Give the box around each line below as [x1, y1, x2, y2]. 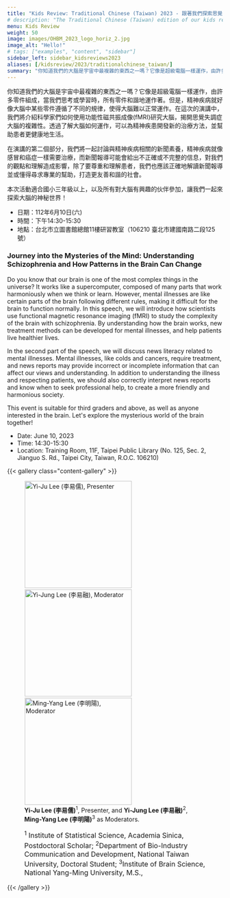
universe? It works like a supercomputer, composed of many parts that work [7, 282, 222, 291]
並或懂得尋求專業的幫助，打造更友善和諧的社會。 [7, 170, 145, 178]
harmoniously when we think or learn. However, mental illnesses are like [7, 289, 211, 298]
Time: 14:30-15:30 [16, 439, 68, 447]
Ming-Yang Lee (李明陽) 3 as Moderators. [24, 814, 140, 823]
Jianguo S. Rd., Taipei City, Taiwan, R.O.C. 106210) [16, 453, 159, 461]
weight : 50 [7, 29, 38, 36]
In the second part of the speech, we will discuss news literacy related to [7, 347, 213, 355]
